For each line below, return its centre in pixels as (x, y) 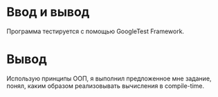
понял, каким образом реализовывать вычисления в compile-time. (106, 86)
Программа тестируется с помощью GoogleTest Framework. (96, 31)
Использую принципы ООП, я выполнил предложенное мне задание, (109, 78)
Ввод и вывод (48, 12)
